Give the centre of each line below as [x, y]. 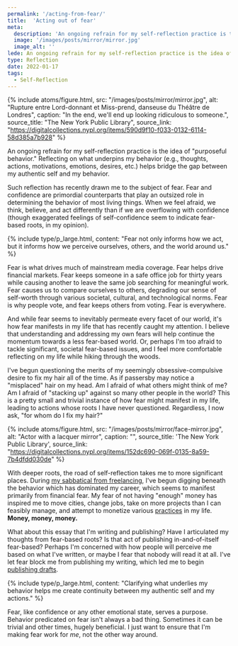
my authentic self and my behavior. [58, 174]
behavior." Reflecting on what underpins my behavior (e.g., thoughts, [108, 159]
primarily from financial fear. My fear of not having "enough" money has [112, 496]
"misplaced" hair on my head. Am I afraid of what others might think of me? [118, 385]
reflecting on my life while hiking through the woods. [84, 357]
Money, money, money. [42, 518]
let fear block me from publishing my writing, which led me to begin [106, 562]
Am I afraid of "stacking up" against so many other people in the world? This [119, 393]
